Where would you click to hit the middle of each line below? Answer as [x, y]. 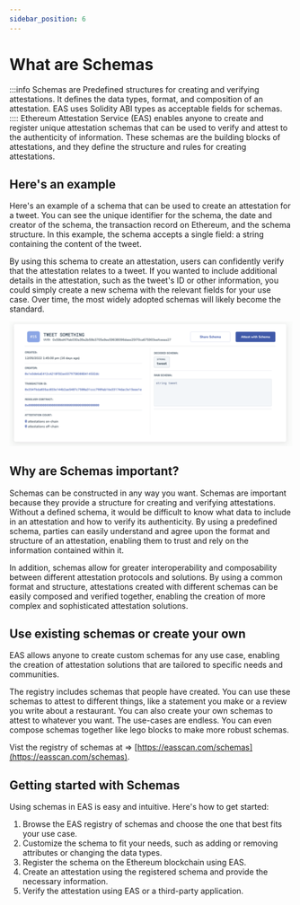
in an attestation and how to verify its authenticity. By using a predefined [143, 522]
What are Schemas [82, 64]
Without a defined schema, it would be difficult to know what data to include [150, 512]
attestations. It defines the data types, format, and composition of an [136, 99]
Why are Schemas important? [94, 471]
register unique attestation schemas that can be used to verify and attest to [149, 127]
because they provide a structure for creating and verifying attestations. [142, 502]
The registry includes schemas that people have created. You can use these [150, 692]
